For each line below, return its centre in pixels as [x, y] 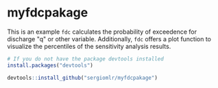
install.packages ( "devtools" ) [50, 65]
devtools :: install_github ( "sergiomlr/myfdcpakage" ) [82, 78]
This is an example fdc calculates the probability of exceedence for [102, 32]
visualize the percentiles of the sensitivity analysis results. [89, 46]
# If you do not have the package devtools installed [86, 59]
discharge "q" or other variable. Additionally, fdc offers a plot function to [109, 38]
